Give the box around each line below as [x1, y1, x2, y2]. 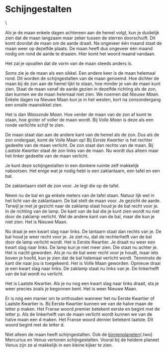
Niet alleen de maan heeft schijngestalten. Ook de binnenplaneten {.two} [5, 331, 153, 337]
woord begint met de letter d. [5, 322, 65, 328]
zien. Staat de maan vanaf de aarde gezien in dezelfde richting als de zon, [5, 86, 157, 92]
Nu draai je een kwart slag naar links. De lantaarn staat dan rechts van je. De [5, 228, 162, 235]
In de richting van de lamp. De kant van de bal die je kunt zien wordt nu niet [5, 208, 160, 214]
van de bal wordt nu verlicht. [5, 270, 64, 277]
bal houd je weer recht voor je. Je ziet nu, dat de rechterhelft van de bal [5, 234, 152, 239]
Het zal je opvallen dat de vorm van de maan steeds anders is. [5, 60, 133, 66]
